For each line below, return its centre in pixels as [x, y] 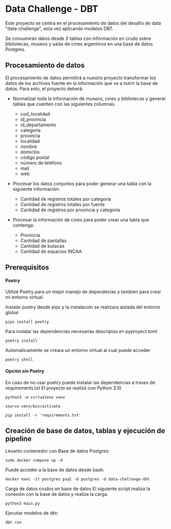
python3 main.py [23, 504]
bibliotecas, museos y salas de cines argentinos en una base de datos [79, 43]
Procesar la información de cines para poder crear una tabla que [81, 219]
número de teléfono [41, 163]
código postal [35, 157]
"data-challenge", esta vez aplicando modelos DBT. [60, 28]
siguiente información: [36, 189]
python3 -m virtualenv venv [35, 397]
